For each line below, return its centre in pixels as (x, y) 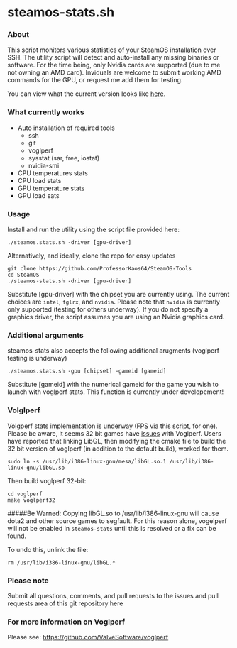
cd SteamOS (23, 275)
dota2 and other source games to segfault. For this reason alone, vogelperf (117, 521)
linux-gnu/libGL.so (36, 468)
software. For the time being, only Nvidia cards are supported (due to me (114, 65)
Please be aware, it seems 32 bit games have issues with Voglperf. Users (114, 433)
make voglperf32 (31, 500)
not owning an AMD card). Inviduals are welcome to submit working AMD (114, 72)
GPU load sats (38, 195)
